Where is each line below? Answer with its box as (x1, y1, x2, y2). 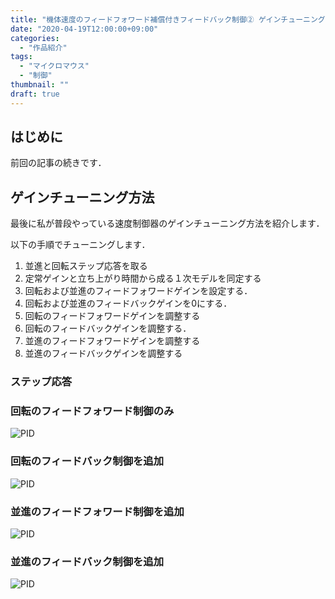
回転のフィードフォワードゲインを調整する (24, 310, 201, 322)
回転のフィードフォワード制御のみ (10, 404, 175, 418)
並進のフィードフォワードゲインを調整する (24, 335, 201, 347)
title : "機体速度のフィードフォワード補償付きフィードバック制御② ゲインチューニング (10, 14, 326, 25)
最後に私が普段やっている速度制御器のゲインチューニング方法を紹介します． (10, 217, 325, 230)
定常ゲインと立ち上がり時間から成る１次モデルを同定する (24, 272, 262, 285)
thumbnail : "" (10, 80, 70, 90)
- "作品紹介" (19, 42, 68, 53)
